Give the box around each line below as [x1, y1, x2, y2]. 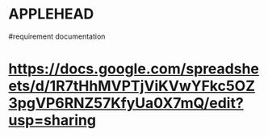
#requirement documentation [8, 31, 106, 41]
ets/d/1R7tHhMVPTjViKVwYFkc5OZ [8, 77, 256, 95]
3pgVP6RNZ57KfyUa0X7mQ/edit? [8, 94, 244, 113]
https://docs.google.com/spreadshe [8, 60, 260, 78]
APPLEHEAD [8, 5, 94, 23]
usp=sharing [8, 111, 97, 130]
